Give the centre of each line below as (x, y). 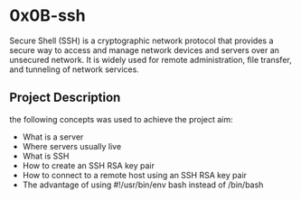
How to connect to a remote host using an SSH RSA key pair (134, 175)
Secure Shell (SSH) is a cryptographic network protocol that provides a (141, 41)
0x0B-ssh (47, 16)
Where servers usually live (72, 146)
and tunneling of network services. (75, 69)
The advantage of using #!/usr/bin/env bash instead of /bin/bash (143, 185)
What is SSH (46, 156)
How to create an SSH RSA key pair (89, 165)
